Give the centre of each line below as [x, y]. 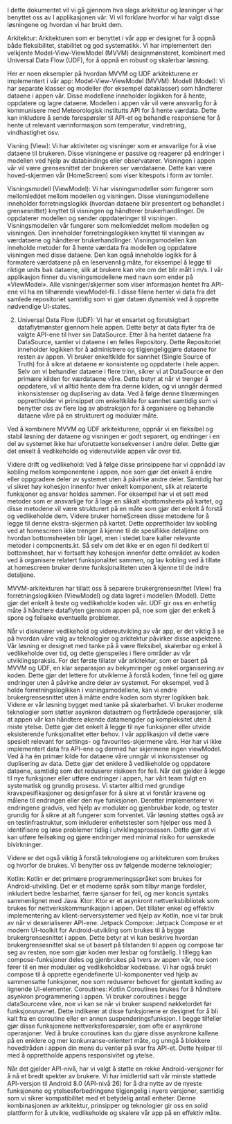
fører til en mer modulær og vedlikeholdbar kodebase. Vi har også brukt [109, 967]
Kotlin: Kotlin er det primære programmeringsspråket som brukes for [105, 878]
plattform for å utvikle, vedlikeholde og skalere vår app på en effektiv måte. [114, 1113]
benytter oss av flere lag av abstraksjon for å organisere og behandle [116, 408]
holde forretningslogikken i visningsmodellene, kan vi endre [92, 690]
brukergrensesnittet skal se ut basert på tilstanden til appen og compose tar [115, 945]
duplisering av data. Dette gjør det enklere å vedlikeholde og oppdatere [109, 764]
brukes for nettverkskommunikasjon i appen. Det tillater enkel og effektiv [111, 908]
